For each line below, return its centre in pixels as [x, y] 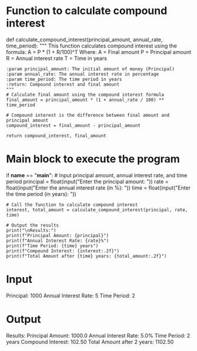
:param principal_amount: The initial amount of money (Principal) [91, 69]
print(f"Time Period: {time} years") [52, 246]
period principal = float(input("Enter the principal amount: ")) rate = [87, 181]
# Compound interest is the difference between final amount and [88, 115]
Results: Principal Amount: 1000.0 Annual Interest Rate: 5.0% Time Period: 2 [98, 335]
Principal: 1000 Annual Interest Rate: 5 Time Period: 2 [71, 295]
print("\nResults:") [31, 230]
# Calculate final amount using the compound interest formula [85, 95]
